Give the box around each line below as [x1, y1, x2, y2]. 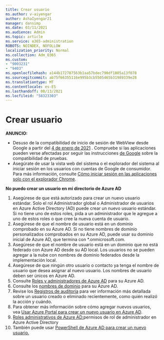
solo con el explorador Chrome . [12, 176, 76, 182]
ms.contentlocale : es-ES [5, 84, 56, 89]
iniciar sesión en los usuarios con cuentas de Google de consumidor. [12, 166, 152, 172]
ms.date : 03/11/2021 [5, 25, 48, 30]
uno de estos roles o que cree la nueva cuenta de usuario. [12, 216, 130, 222]
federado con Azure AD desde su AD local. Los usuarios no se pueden [12, 247, 155, 253]
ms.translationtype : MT [5, 80, 54, 84]
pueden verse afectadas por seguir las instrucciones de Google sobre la [12, 150, 158, 156]
